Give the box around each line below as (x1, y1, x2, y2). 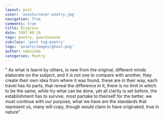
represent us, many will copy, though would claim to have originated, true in (5, 104, 160, 110)
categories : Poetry (5, 53, 45, 59)
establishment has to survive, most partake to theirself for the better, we (5, 93, 152, 99)
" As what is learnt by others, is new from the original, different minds (5, 67, 147, 73)
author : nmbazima (5, 49, 41, 54)
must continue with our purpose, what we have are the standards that (5, 99, 147, 105)
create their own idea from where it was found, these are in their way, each (5, 77, 158, 83)
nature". (5, 109, 21, 115)
